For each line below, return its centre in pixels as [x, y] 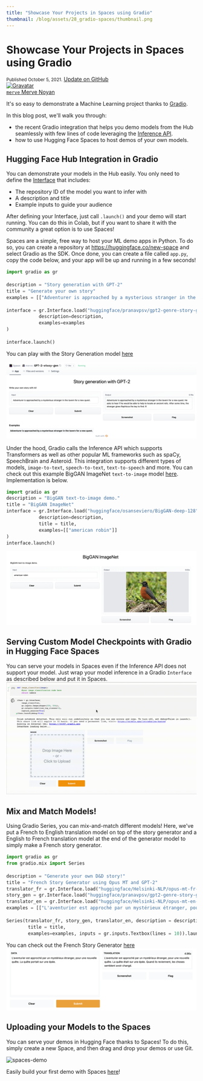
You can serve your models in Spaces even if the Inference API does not [96, 666]
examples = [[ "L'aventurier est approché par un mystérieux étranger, [97, 908]
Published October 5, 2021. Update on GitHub [57, 79]
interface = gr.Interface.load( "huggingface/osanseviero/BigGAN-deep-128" [102, 511]
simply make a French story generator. [54, 845]
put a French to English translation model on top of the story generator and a [101, 832]
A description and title [43, 198]
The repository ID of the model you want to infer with [81, 192]
